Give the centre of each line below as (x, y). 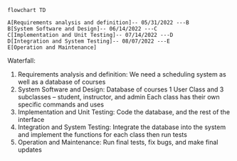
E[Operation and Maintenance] (52, 48)
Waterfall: (21, 61)
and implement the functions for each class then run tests (102, 134)
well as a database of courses (62, 82)
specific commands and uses (61, 104)
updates (30, 150)
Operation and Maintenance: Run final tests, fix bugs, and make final (118, 142)
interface (31, 120)
